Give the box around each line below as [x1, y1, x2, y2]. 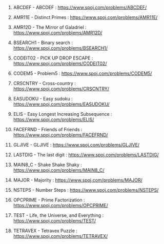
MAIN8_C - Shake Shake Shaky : [13, 161, 83, 168]
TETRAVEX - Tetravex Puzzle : [13, 228, 77, 234]
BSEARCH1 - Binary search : [13, 39, 73, 46]
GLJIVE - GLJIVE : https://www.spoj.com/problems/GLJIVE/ [13, 142, 140, 148]
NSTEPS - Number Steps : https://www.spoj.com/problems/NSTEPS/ [13, 187, 159, 193]
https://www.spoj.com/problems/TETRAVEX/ [13, 233, 108, 239]
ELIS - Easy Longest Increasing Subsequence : [13, 111, 112, 117]
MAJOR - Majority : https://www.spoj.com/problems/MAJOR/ [13, 177, 143, 183]
